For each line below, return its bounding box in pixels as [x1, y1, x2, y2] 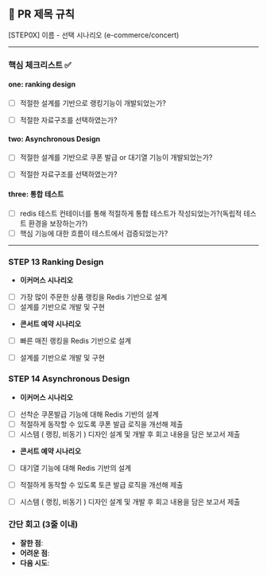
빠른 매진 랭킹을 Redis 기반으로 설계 [19, 336, 132, 346]
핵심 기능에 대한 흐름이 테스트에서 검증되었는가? [19, 228, 168, 238]
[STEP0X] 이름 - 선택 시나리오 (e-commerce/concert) [8, 30, 180, 40]
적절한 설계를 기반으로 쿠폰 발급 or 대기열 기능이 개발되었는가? [19, 153, 213, 162]
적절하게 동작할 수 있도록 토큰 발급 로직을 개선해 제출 [19, 480, 184, 489]
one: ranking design [8, 80, 76, 89]
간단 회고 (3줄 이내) [8, 519, 78, 530]
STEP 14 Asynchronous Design [8, 373, 130, 384]
